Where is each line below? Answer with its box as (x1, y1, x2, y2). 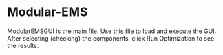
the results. (7, 41, 39, 49)
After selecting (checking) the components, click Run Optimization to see (7, 34, 215, 42)
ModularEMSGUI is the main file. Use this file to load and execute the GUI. (7, 27, 217, 35)
